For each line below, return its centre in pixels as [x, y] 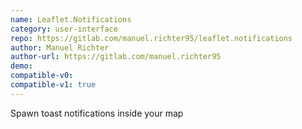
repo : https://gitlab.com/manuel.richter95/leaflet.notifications [151, 38]
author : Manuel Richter [60, 47]
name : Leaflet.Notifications [71, 19]
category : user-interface [64, 29]
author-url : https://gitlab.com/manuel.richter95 [116, 57]
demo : [21, 66]
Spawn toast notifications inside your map [97, 113]
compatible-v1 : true [53, 85]
